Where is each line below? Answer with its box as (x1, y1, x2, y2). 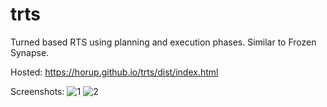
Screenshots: (10, 85, 65, 97)
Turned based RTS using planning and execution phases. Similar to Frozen (10, 36, 317, 48)
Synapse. (10, 46, 50, 58)
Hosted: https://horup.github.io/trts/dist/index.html (10, 66, 219, 78)
